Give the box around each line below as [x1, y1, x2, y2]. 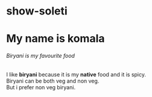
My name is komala [6, 32, 105, 46]
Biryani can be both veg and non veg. [6, 77, 100, 84]
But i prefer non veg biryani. [6, 83, 76, 91]
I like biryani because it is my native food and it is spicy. [6, 70, 147, 78]
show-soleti [6, 4, 68, 18]
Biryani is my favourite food [6, 52, 75, 59]
